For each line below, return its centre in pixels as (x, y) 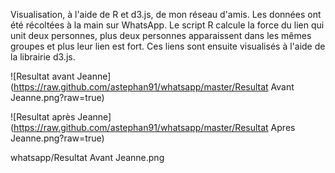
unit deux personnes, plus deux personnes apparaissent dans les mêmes (161, 35)
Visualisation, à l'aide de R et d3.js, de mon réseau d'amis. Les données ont (166, 14)
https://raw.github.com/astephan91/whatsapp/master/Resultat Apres (154, 127)
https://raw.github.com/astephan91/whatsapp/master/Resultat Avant (154, 87)
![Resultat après (43, 117)
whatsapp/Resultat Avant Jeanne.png (87, 157)
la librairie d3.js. (43, 57)
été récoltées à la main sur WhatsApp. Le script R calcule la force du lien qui (167, 25)
